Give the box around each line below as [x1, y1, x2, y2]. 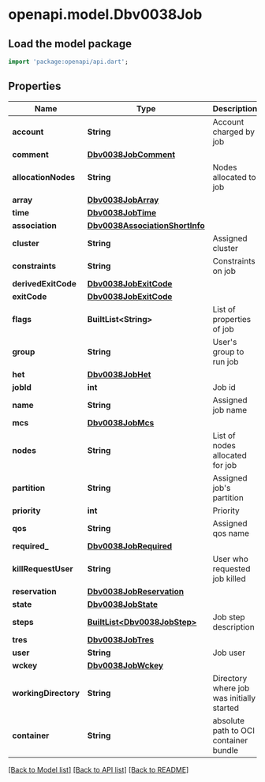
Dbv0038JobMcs [87, 417, 155, 428]
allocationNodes [12, 171, 76, 182]
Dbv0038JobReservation [87, 586, 184, 597]
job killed [212, 573, 246, 584]
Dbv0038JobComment [87, 148, 176, 159]
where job [212, 683, 250, 694]
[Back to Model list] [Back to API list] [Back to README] [8, 765, 189, 774]
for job [212, 459, 237, 470]
